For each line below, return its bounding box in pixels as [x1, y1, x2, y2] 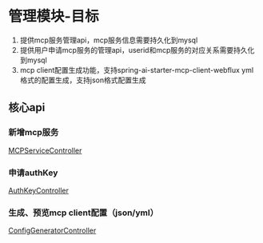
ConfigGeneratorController [8, 225, 97, 236]
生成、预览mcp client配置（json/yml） [8, 207, 158, 218]
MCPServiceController [8, 145, 82, 155]
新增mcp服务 [8, 127, 59, 138]
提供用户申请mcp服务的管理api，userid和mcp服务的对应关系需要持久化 [19, 45, 255, 54]
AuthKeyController [8, 185, 70, 195]
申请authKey [8, 167, 58, 178]
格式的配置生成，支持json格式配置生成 [19, 75, 146, 85]
